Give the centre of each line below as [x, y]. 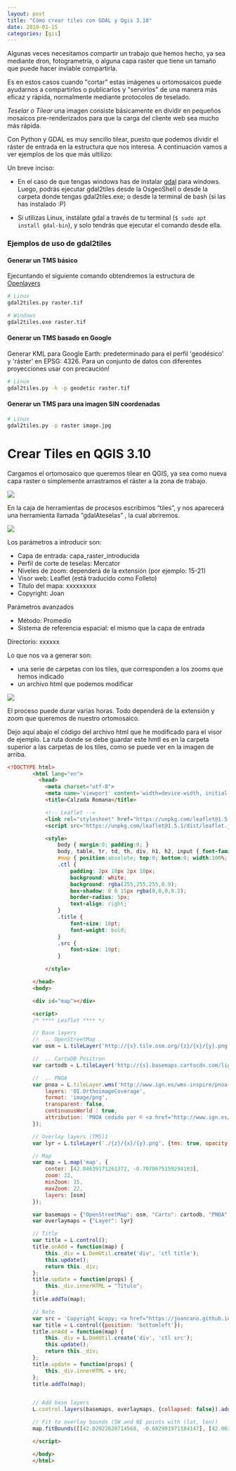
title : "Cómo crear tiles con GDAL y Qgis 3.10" [80, 20]
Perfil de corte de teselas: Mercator [69, 563]
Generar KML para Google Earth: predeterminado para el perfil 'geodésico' [116, 354]
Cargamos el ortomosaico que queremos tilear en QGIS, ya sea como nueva [117, 473]
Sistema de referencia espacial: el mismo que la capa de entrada [111, 628]
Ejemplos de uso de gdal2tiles [59, 244]
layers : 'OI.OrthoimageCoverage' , [95, 1091]
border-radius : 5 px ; [100, 898]
